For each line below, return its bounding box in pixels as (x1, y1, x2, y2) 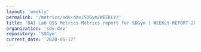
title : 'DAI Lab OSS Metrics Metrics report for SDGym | (6, 20, 151, 26)
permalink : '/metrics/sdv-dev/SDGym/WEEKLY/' (6, 14, 121, 20)
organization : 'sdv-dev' (6, 25, 68, 32)
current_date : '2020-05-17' (6, 36, 77, 42)
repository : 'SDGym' (6, 31, 58, 37)
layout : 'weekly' (6, 8, 50, 15)
